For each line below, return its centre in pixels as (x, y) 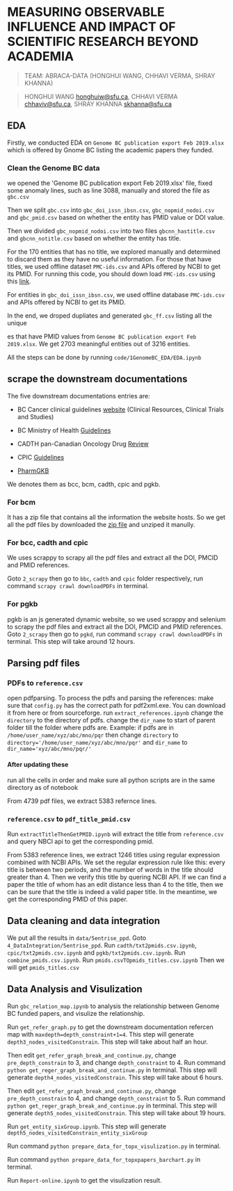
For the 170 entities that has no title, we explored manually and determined (114, 252)
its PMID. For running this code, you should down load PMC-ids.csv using (111, 274)
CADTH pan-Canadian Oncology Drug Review (83, 444)
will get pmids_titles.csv (43, 967)
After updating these (38, 765)
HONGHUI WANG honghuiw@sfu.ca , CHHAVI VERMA (101, 96)
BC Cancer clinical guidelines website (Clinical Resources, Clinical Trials (120, 409)
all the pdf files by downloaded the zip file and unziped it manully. (101, 525)
